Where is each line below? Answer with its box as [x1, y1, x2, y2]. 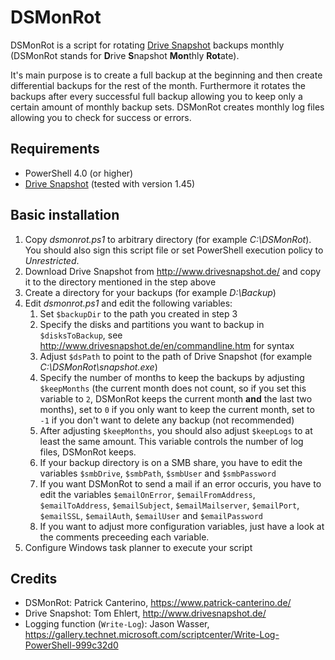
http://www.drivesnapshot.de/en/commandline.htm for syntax [39, 339, 295, 351]
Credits [10, 570, 58, 587]
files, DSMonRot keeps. [39, 446, 137, 458]
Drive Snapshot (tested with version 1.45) [24, 177, 196, 190]
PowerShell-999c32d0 [24, 639, 119, 651]
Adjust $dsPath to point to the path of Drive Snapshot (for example [39, 350, 313, 362]
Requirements [10, 141, 100, 158]
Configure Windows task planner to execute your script [24, 541, 253, 553]
